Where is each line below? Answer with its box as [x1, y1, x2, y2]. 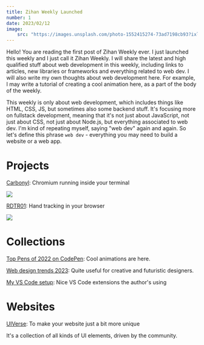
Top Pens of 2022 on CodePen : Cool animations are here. [6, 255, 151, 262]
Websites [6, 300, 55, 314]
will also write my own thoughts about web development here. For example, [6, 74, 195, 82]
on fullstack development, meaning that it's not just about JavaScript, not [6, 112, 189, 119]
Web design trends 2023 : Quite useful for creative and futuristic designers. [6, 267, 194, 274]
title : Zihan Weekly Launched [6, 9, 83, 15]
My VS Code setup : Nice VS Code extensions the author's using [6, 279, 167, 286]
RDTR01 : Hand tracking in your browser [6, 202, 105, 210]
